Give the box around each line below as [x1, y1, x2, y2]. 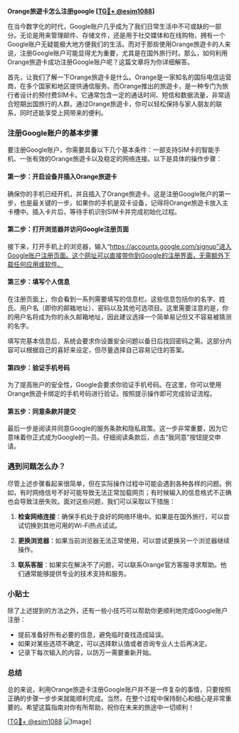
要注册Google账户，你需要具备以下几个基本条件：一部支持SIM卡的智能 [7, 145, 215, 154]
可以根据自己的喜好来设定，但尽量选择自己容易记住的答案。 [13, 345, 188, 354]
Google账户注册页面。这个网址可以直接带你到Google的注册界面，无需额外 [7, 251, 224, 260]
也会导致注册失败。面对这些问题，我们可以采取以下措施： [7, 497, 176, 506]
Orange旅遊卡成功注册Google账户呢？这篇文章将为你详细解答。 [7, 58, 194, 66]
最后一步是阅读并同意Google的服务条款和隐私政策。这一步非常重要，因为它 [7, 424, 228, 433]
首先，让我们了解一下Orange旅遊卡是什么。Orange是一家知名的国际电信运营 [7, 73, 232, 81]
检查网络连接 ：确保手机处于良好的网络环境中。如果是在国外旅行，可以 [17, 512, 224, 521]
